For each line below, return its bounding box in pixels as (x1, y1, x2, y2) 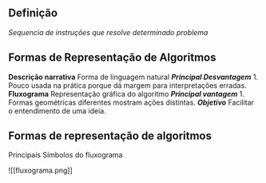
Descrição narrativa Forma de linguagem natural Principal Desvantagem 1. (8, 72, 258, 82)
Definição (8, 6, 58, 20)
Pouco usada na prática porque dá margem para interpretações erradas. (8, 80, 248, 90)
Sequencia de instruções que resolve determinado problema (8, 27, 208, 37)
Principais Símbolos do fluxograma (8, 150, 123, 160)
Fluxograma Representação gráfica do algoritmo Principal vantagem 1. (8, 89, 245, 98)
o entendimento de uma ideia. (8, 105, 106, 115)
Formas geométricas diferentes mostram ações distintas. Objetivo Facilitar (8, 97, 254, 107)
